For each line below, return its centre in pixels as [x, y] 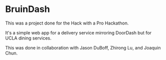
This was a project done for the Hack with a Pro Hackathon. [67, 23]
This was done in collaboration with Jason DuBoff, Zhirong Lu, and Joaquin [83, 47]
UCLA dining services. [28, 38]
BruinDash [28, 9]
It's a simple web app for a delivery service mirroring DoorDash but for [78, 32]
